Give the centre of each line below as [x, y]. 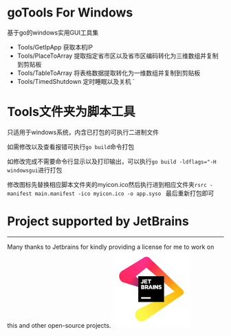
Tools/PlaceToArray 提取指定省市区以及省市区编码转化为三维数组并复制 [118, 56]
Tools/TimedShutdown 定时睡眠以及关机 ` [76, 81]
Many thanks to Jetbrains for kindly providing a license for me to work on [111, 247]
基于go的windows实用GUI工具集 [53, 32]
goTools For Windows [70, 13]
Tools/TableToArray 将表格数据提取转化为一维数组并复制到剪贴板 [109, 73]
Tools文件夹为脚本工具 [71, 112]
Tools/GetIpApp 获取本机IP [55, 47]
